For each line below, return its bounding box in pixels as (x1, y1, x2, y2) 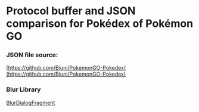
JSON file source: (6, 51, 58, 59)
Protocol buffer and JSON (6, 4, 136, 18)
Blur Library (6, 85, 41, 94)
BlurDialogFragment (6, 99, 55, 106)
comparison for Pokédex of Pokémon (6, 17, 194, 30)
